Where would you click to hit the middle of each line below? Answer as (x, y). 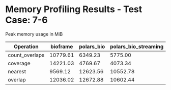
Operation (26, 47)
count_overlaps (26, 55)
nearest (17, 71)
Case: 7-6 (26, 20)
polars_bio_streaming (137, 47)
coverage (19, 63)
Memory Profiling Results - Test (74, 9)
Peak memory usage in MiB (34, 34)
